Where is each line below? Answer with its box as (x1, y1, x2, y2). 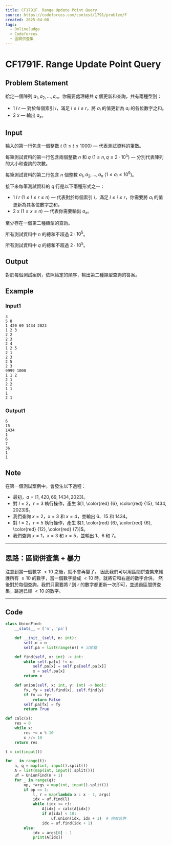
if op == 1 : (24, 787, 50, 793)
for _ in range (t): (5, 759, 47, 764)
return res (14, 740, 38, 745)
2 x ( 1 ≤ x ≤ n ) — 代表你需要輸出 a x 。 (12, 208, 92, 215)
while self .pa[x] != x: (24, 659, 74, 664)
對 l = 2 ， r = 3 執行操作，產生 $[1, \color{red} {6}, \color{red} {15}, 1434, (12, 500, 167, 506)
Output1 (5, 407, 26, 414)
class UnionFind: (5, 621, 42, 627)
